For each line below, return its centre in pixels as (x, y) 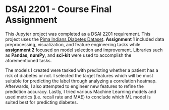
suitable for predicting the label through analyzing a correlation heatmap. (81, 81)
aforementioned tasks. (29, 60)
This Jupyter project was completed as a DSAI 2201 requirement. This (78, 34)
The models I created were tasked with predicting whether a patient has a (82, 70)
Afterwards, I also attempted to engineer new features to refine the (75, 86)
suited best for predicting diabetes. (42, 102)
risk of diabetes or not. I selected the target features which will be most (79, 75)
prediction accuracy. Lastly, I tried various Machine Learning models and (81, 91)
